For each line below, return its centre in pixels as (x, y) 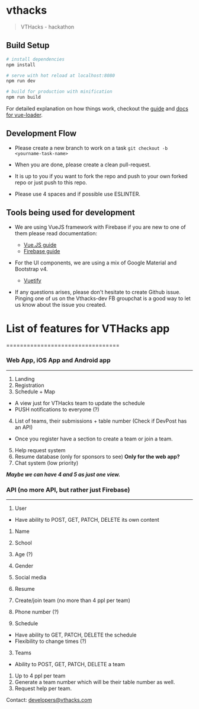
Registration (29, 385)
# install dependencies (36, 59)
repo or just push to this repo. (51, 182)
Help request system (40, 450)
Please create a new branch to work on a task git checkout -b (91, 148)
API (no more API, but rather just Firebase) (68, 490)
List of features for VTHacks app (88, 328)
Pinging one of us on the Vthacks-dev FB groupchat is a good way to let (102, 298)
